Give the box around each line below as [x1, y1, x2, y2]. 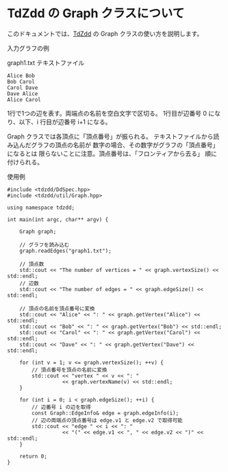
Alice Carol [7, 96, 41, 103]
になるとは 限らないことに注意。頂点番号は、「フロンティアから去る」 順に [7, 149, 218, 158]
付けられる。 [7, 158, 43, 166]
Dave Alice [7, 90, 38, 97]
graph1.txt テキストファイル [7, 58, 85, 66]
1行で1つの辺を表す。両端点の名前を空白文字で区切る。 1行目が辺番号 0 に [7, 109, 215, 117]
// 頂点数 [19, 260, 45, 267]
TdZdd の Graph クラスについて [7, 5, 185, 21]
